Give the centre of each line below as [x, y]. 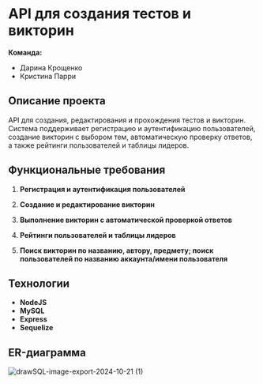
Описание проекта [57, 101]
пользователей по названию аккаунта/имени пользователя [124, 258]
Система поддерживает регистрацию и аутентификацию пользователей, [132, 128]
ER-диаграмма [47, 352]
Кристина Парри [48, 76]
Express [33, 319]
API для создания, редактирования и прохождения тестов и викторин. [127, 120]
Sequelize [36, 328]
